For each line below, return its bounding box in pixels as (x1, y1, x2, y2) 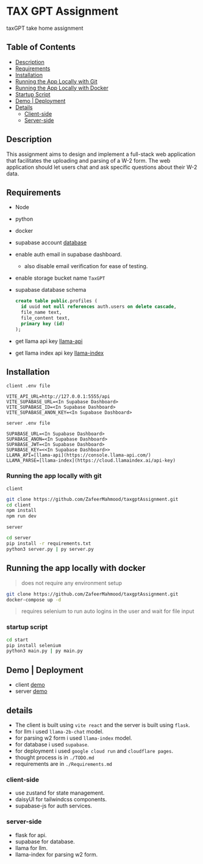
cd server (6, 535, 32, 541)
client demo (15, 681, 45, 689)
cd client (6, 501, 32, 508)
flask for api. (15, 831, 47, 838)
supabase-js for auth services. (15, 802, 93, 810)
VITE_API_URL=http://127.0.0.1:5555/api (6, 394, 111, 400)
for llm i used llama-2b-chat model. (15, 728, 104, 735)
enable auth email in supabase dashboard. (15, 251, 122, 258)
